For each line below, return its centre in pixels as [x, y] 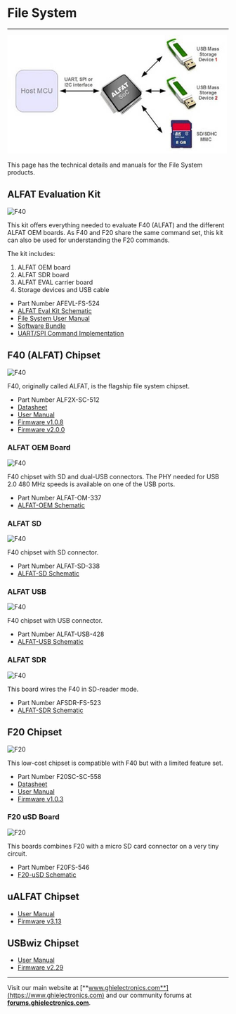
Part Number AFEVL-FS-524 [59, 303]
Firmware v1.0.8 [40, 422]
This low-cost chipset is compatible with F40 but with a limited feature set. [115, 763]
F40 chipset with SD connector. [53, 552]
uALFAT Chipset [43, 897]
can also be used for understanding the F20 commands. [88, 240]
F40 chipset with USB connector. [55, 621]
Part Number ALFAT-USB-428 [61, 634]
